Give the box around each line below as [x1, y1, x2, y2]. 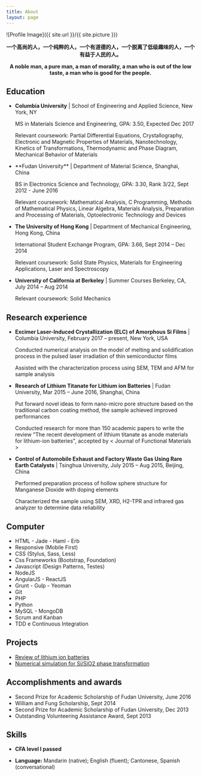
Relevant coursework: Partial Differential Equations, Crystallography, [14, 132, 184, 139]
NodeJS [14, 569, 35, 576]
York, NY [14, 109, 37, 116]
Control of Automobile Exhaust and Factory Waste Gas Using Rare [14, 455, 182, 462]
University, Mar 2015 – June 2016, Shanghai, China [14, 389, 141, 396]
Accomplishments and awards [6, 677, 123, 687]
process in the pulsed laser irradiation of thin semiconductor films [14, 353, 178, 360]
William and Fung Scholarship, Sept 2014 [14, 699, 116, 706]
